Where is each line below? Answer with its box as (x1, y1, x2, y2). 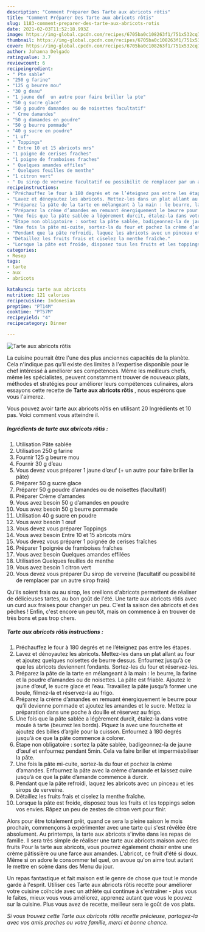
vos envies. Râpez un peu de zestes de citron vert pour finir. (15, 805, 167, 813)
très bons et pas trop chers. (7, 614, 77, 622)
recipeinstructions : (7, 185, 60, 191)
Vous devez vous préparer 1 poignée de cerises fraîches (15, 538, 157, 545)
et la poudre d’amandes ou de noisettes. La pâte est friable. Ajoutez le (15, 676, 191, 683)
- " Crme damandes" (7, 111, 57, 117)
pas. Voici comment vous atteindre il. (7, 411, 100, 418)
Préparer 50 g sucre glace (15, 479, 82, 486)
